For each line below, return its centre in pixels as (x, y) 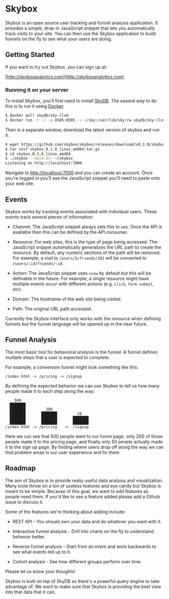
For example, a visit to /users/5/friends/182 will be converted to (79, 258)
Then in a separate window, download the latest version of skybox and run (82, 130)
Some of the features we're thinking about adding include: (65, 512)
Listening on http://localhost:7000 (44, 163)
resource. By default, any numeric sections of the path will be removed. (87, 253)
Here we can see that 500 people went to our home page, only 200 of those (84, 436)
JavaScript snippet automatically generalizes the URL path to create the (87, 247)
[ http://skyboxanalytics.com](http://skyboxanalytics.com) (65, 77)
